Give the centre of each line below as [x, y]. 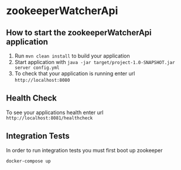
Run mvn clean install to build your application [72, 56]
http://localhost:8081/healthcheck [49, 118]
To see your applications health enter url [55, 112]
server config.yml [37, 68]
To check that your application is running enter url [75, 74]
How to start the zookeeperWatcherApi [79, 33]
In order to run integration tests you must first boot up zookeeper [84, 150]
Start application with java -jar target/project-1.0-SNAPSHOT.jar [95, 62]
